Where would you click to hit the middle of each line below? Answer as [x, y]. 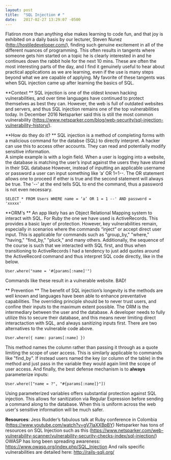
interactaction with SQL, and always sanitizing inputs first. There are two [81, 323]
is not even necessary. [29, 190]
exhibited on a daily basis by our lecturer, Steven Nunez [64, 39]
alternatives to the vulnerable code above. [50, 329]
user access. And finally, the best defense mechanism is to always [75, 369]
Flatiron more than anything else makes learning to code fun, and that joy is [84, 34]
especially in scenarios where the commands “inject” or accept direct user [83, 229]
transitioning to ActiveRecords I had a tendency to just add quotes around [82, 251]
